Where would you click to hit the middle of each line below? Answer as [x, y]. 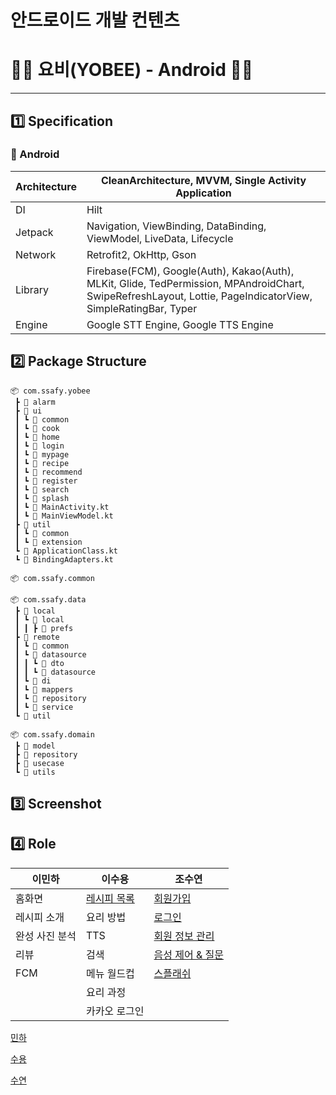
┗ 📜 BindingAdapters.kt [64, 559]
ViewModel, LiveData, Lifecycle [160, 238]
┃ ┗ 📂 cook [37, 428]
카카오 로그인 [115, 1011]
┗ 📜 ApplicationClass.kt [66, 551]
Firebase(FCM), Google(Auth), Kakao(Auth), [190, 271]
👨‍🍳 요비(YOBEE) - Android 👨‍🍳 [132, 70]
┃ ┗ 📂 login [39, 446]
